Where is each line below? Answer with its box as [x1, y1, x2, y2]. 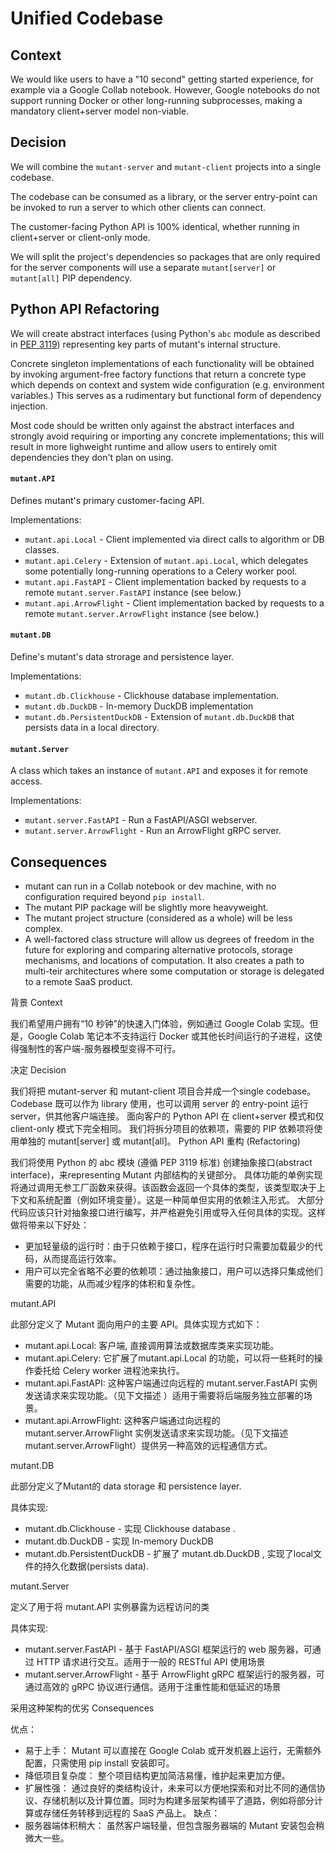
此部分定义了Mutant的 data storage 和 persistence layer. [10, 1480, 242, 1492]
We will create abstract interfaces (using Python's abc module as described [10, 327, 321, 339]
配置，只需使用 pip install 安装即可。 [24, 1757, 175, 1769]
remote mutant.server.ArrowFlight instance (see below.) [24, 607, 260, 619]
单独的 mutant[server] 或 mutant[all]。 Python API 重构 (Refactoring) [18, 1135, 301, 1147]
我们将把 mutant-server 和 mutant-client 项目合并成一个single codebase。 [10, 1085, 317, 1097]
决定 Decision [10, 1064, 67, 1076]
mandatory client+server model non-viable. [10, 105, 190, 117]
